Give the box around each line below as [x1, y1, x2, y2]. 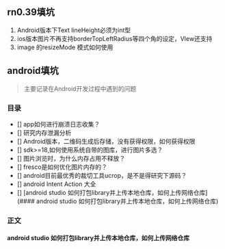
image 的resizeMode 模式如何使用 [16, 43, 114, 51]
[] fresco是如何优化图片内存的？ [16, 163, 108, 171]
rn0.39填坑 [7, 6, 55, 18]
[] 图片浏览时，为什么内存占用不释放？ [16, 154, 125, 162]
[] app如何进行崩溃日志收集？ [16, 120, 101, 128]
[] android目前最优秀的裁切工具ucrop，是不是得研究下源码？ [16, 171, 187, 179]
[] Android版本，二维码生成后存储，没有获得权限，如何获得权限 [16, 137, 196, 145]
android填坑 [7, 65, 59, 77]
